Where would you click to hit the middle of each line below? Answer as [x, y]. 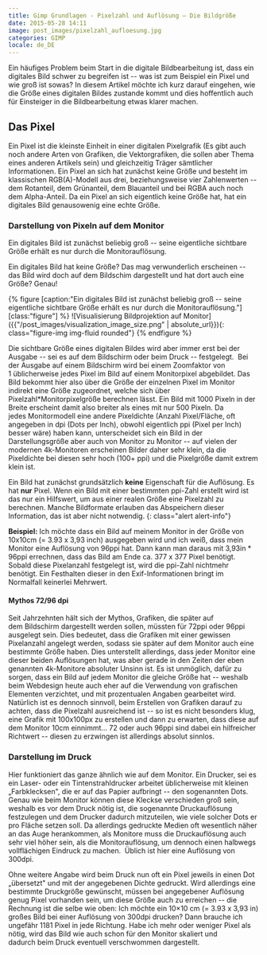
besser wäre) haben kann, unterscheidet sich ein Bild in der [106, 433]
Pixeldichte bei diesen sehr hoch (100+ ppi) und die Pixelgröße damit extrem [133, 458]
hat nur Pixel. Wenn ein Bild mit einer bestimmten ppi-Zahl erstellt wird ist [128, 491]
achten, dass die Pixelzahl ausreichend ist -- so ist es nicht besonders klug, [132, 711]
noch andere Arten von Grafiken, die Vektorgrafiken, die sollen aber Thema [131, 154]
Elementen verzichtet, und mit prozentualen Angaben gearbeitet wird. [122, 694]
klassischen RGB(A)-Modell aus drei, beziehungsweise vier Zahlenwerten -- [132, 179]
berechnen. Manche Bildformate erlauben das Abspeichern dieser [116, 508]
